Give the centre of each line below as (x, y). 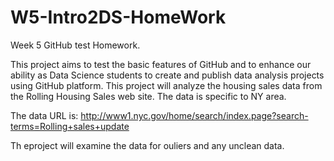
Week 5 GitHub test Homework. (75, 45)
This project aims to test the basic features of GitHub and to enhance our (161, 64)
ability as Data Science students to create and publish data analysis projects (167, 75)
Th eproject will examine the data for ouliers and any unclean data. (147, 145)
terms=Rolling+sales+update (70, 126)
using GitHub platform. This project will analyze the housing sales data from (166, 85)
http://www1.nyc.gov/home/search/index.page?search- (194, 115)
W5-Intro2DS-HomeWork (118, 17)
